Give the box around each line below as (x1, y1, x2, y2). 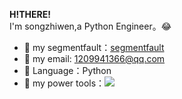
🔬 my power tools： (23, 77, 106, 89)
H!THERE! (9, 9, 51, 20)
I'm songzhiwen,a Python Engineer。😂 (9, 20, 172, 32)
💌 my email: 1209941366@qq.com (23, 53, 166, 64)
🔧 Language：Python (23, 65, 112, 76)
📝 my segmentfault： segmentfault (23, 42, 165, 53)
